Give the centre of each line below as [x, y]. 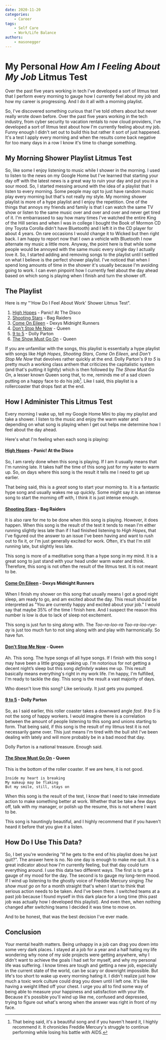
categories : [17, 14]
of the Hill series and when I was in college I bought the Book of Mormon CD [83, 223]
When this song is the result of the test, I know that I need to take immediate [83, 796]
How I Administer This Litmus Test [59, 402]
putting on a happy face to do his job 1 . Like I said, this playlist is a [71, 381]
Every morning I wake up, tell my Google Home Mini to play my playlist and [81, 414]
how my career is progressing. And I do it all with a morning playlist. [74, 101]
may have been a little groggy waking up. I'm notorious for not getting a [78, 663]
